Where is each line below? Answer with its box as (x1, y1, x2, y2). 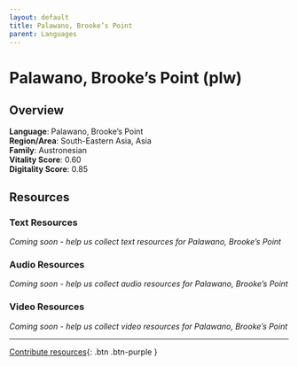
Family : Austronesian (9, 145, 87, 156)
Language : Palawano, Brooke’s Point (9, 126, 144, 137)
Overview (9, 103, 65, 118)
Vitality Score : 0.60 (9, 154, 82, 165)
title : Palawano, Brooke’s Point (9, 21, 133, 30)
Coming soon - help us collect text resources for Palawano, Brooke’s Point (9, 237, 282, 247)
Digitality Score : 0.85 (9, 164, 89, 175)
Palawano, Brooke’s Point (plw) (9, 67, 242, 88)
